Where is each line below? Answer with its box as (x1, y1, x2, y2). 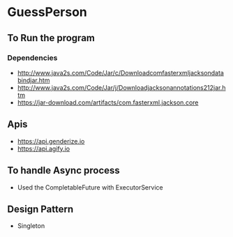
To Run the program (7, 32, 96, 44)
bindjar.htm (17, 76, 50, 84)
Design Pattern (7, 203, 74, 215)
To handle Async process (7, 165, 120, 176)
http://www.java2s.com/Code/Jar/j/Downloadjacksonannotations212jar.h (17, 83, 226, 91)
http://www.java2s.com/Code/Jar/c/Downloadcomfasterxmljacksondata (17, 68, 225, 77)
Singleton (17, 222, 45, 230)
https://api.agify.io (17, 144, 70, 153)
